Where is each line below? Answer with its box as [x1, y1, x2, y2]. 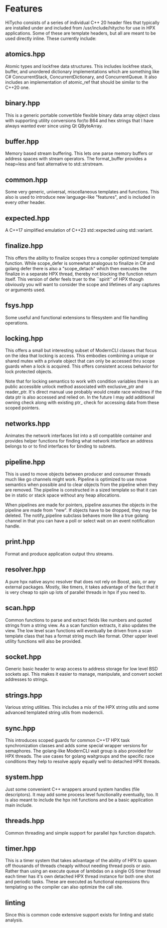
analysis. [5, 917, 23, 923]
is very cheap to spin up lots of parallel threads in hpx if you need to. [5, 589, 146, 595]
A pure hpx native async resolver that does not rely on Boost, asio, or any [5, 578, 156, 584]
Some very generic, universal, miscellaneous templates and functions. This [5, 189, 160, 195]
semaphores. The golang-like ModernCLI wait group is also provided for [5, 748, 154, 754]
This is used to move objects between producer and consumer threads [5, 471, 151, 477]
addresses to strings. [5, 676, 49, 682]
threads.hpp [5, 817, 45, 825]
